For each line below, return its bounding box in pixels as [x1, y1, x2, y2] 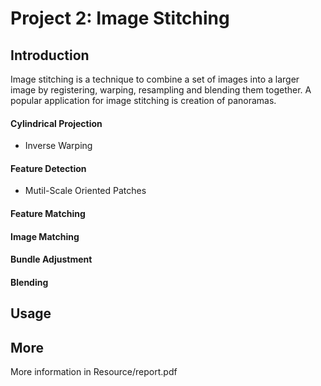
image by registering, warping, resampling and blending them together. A [10, 84, 312, 96]
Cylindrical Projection [10, 117, 103, 129]
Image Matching [10, 230, 80, 242]
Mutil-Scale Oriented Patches [24, 185, 147, 197]
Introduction [10, 47, 90, 64]
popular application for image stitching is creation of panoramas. [10, 95, 277, 106]
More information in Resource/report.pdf [10, 365, 178, 377]
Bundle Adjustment [10, 253, 93, 266]
